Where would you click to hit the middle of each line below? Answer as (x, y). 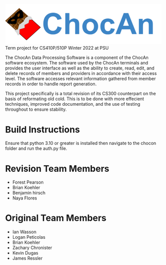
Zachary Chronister (32, 248)
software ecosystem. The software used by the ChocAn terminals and (77, 63)
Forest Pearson (28, 182)
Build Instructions (43, 129)
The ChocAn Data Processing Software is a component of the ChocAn (77, 58)
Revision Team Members (57, 168)
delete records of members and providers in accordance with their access (81, 73)
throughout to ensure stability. (36, 109)
